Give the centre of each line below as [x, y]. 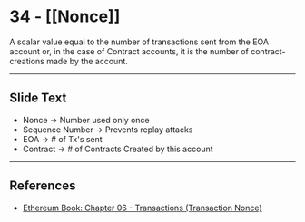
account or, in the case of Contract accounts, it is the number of [129, 51]
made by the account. [88, 61]
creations [27, 61]
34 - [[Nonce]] [65, 17]
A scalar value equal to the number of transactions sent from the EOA [139, 42]
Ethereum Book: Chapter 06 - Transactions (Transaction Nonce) [142, 208]
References [43, 186]
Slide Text [38, 98]
